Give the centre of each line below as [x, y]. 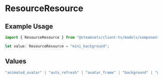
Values [16, 61]
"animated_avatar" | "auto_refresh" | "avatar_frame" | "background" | [79, 72]
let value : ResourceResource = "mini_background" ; [57, 46]
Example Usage [29, 26]
